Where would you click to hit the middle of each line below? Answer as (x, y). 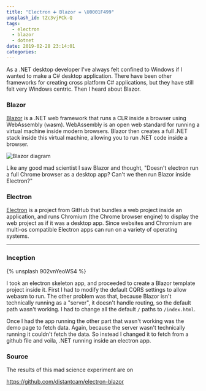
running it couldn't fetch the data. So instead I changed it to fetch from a (97, 334)
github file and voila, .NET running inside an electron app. (79, 340)
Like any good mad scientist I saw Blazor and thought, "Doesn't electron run (102, 168)
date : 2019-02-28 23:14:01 (41, 47)
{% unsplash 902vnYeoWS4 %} (46, 271)
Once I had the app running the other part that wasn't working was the (95, 321)
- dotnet (23, 40)
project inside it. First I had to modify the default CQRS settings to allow (97, 289)
